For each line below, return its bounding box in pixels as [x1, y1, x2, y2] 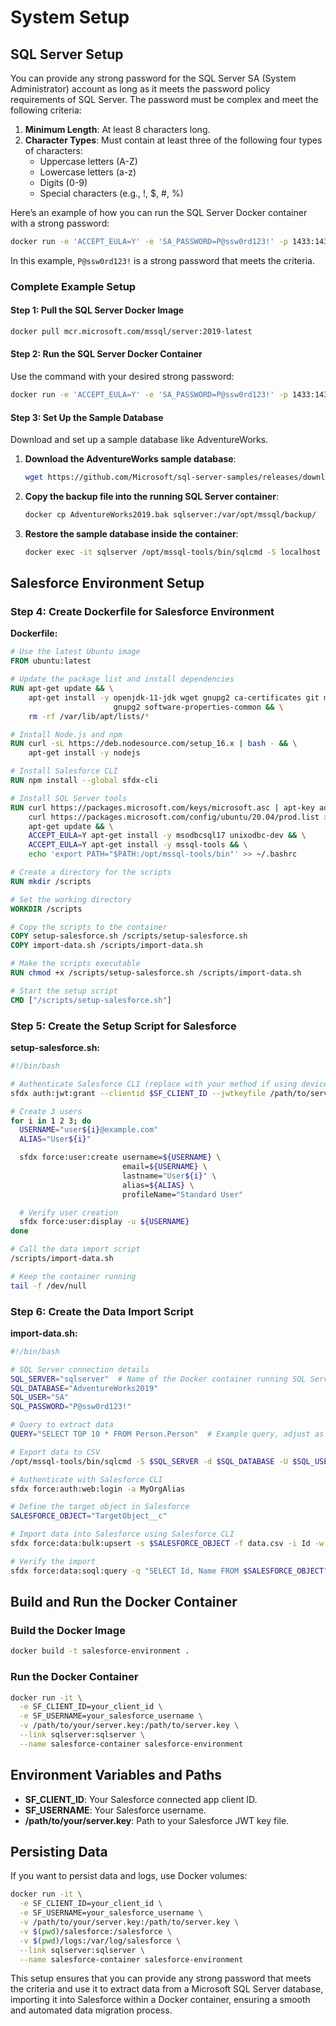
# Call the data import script [10, 1244, 141, 1255]
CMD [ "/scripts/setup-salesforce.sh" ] [10, 995, 172, 1005]
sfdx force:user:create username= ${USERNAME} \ [19, 1152, 222, 1163]
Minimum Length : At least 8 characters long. [24, 124, 211, 135]
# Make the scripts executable [10, 959, 141, 969]
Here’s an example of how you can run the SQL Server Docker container [10, 207, 308, 218]
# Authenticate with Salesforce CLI [10, 1474, 163, 1485]
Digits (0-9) [39, 177, 88, 188]
